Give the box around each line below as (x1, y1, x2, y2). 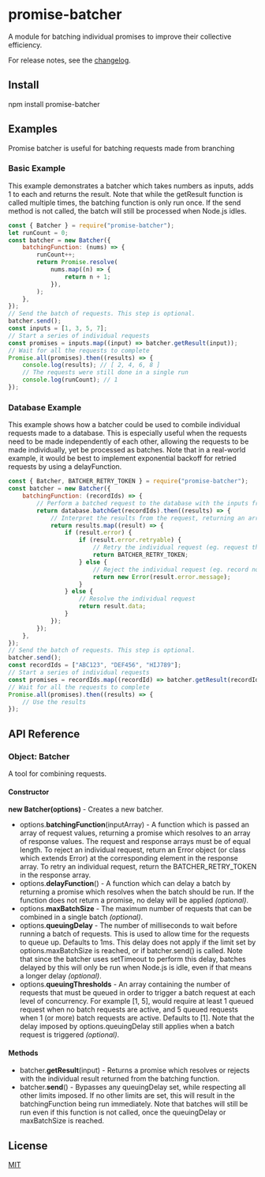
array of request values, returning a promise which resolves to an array (19, 828, 251, 838)
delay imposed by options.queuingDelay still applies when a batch (19, 1022, 235, 1031)
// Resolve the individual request (78, 595, 196, 603)
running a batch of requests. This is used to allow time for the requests (19, 929, 250, 939)
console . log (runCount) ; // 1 (22, 376, 118, 384)
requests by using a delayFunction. (8, 462, 122, 471)
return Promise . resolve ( (36, 259, 118, 267)
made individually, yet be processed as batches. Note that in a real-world (8, 445, 246, 455)
